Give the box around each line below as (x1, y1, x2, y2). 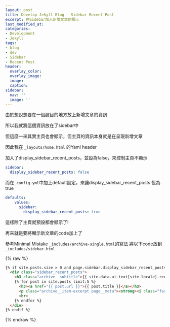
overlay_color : (10, 69, 42, 74)
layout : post (5, 7, 33, 13)
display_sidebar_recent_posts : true (23, 209, 101, 214)
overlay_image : (10, 74, 42, 79)
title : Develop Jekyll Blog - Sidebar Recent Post (5, 12, 114, 17)
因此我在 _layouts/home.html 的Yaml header (5, 144, 97, 150)
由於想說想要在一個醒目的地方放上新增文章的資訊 (5, 112, 107, 118)
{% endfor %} (14, 298, 42, 303)
